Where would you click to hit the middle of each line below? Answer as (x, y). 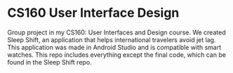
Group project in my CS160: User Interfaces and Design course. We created (116, 32)
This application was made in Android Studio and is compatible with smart (114, 47)
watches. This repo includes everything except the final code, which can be (117, 55)
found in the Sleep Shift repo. (50, 62)
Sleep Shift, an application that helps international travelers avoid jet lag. (112, 39)
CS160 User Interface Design (93, 13)
